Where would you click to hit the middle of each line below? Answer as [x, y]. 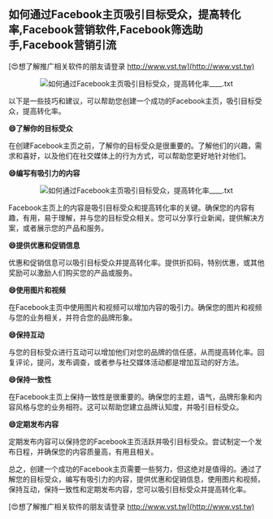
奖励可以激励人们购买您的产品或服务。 [72, 273]
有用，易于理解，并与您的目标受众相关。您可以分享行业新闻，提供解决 [140, 217]
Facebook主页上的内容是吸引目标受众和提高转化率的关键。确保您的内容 [128, 207]
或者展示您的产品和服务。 [65, 228]
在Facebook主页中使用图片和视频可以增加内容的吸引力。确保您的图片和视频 [135, 307]
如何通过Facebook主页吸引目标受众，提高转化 [125, 15]
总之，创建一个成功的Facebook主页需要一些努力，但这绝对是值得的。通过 [132, 469]
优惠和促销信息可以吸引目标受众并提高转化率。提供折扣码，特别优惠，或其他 [136, 262]
